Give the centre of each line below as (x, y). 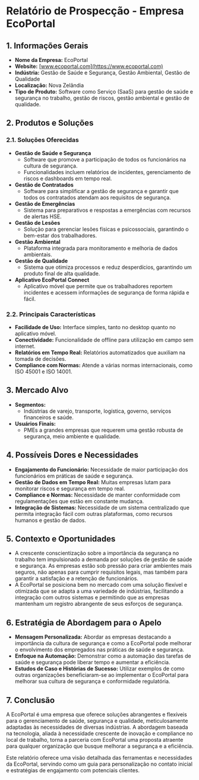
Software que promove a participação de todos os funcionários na (105, 159)
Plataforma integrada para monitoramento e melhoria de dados (101, 248)
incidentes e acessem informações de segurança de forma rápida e (106, 292)
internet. (25, 346)
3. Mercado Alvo (37, 390)
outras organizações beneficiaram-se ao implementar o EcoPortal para (102, 675)
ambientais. (38, 254)
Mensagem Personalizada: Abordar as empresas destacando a (93, 637)
